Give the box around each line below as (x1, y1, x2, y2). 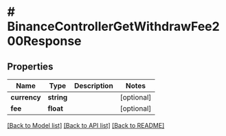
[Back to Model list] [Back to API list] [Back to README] (7, 122, 165, 129)
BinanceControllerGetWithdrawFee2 (7, 19, 220, 34)
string (47, 93, 68, 102)
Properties (7, 60, 54, 72)
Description (74, 81, 113, 90)
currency (10, 93, 41, 102)
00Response (7, 34, 82, 49)
